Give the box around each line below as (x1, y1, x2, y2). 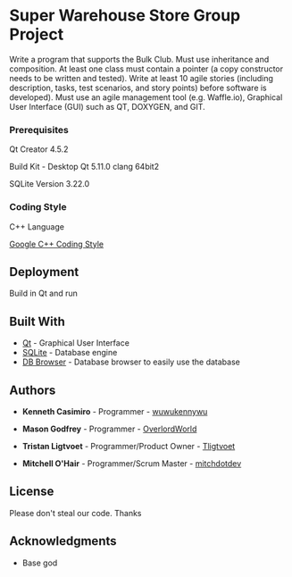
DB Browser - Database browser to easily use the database (21, 356, 241, 367)
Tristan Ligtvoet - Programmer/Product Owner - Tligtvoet (21, 440, 236, 451)
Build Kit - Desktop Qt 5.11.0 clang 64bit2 (9, 162, 159, 172)
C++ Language (9, 221, 65, 232)
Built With (9, 314, 65, 329)
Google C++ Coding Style (9, 238, 104, 249)
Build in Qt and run (9, 288, 79, 299)
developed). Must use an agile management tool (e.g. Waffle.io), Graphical (9, 91, 283, 103)
